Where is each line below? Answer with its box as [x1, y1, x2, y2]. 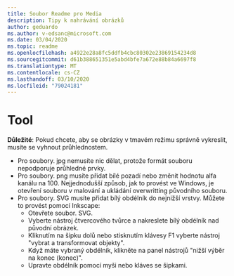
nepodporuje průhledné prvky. [17, 164, 106, 173]
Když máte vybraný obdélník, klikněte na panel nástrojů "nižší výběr [27, 247, 225, 255]
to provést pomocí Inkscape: [17, 202, 100, 210]
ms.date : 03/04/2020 [7, 37, 68, 44]
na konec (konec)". [27, 254, 83, 262]
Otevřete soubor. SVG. [27, 209, 93, 218]
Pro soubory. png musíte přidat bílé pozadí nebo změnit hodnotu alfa [17, 171, 216, 180]
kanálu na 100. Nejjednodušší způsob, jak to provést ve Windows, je [17, 179, 214, 188]
